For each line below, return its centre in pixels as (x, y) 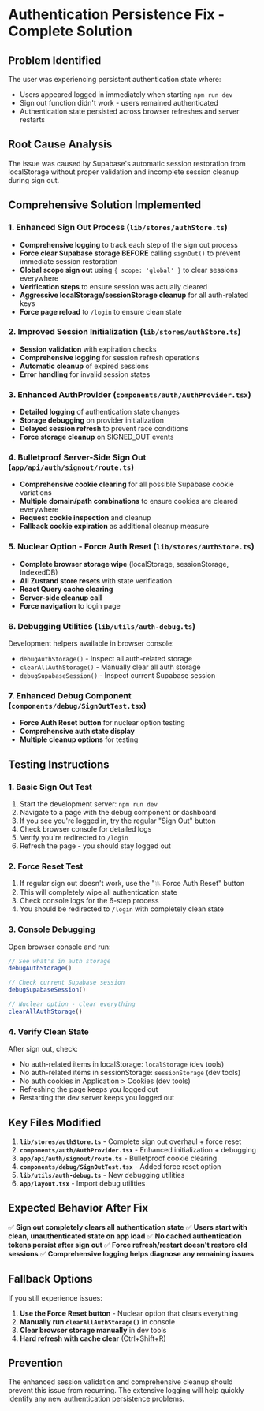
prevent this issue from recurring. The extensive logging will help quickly (126, 1391)
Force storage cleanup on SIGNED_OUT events (97, 437)
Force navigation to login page (70, 605)
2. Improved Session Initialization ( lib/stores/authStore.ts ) (125, 332)
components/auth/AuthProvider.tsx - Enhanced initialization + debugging (138, 1149)
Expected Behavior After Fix (78, 1208)
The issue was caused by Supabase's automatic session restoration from (127, 163)
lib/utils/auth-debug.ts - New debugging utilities (102, 1175)
